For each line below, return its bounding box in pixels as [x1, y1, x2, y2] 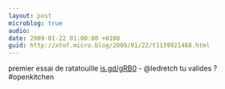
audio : [8, 26, 31, 34]
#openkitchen [8, 72, 55, 82]
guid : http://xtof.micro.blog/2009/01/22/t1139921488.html [8, 42, 211, 50]
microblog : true [8, 19, 63, 27]
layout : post [8, 11, 52, 20]
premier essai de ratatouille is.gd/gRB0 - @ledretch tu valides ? [8, 63, 218, 73]
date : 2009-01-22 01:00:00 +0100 [8, 34, 121, 42]
